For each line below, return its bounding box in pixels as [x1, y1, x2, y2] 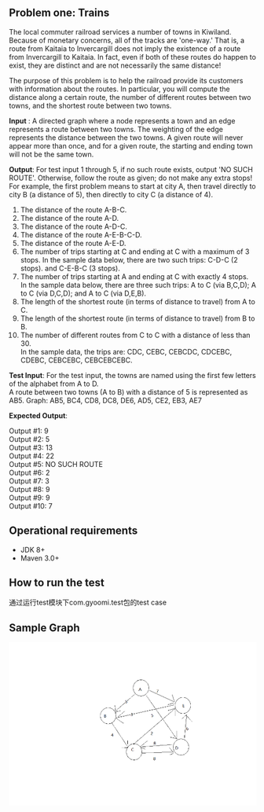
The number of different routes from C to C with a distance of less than [20, 330, 251, 340]
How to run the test [9, 576, 104, 590]
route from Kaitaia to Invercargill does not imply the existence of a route [9, 43, 241, 53]
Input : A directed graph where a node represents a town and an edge [9, 116, 236, 125]
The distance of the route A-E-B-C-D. [20, 230, 142, 239]
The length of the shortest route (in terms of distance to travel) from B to [20, 314, 255, 323]
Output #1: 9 [9, 426, 49, 435]
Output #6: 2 [9, 468, 50, 477]
